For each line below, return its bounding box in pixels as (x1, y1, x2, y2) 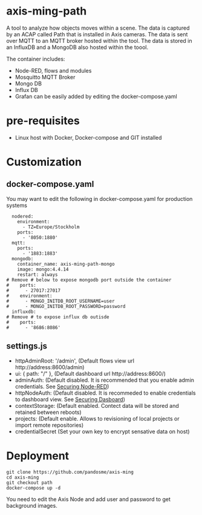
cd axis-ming (6, 474, 39, 481)
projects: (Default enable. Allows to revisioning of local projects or (15, 415, 180, 422)
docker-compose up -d (6, 485, 61, 491)
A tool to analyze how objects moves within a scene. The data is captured (6, 24, 190, 31)
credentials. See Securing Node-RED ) (15, 382, 109, 390)
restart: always (17, 271, 59, 278)
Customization (6, 156, 82, 169)
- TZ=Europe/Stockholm (22, 224, 80, 230)
